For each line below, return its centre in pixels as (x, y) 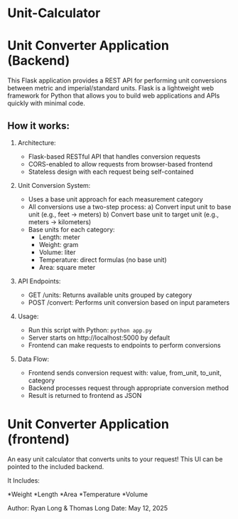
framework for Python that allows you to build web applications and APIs (114, 96)
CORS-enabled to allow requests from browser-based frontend (120, 164)
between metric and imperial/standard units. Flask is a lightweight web (111, 88)
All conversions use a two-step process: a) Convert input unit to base (130, 206)
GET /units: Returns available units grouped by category (110, 295)
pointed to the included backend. (56, 466)
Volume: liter (57, 252)
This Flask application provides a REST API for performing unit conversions (117, 80)
